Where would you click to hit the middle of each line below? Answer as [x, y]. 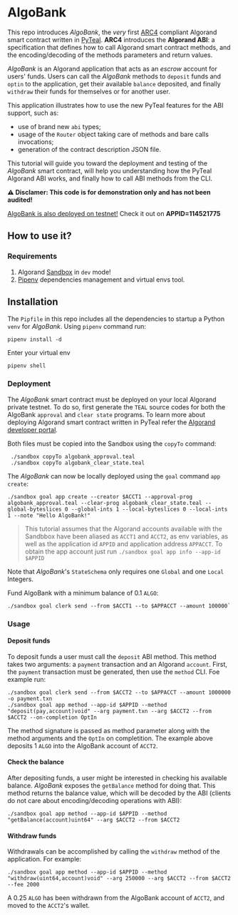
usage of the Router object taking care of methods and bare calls [113, 134]
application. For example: [45, 859]
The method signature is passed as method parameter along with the [109, 730]
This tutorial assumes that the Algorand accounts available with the [123, 528]
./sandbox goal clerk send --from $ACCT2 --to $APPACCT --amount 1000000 [119, 692]
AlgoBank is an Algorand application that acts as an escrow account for [112, 68]
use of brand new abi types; [59, 126]
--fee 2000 [24, 885]
